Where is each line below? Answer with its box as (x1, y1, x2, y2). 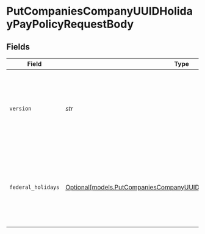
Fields (6, 42, 31, 52)
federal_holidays (9, 184, 60, 191)
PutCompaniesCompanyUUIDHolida (6, 4, 193, 18)
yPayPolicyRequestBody (6, 17, 134, 31)
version (9, 105, 32, 112)
